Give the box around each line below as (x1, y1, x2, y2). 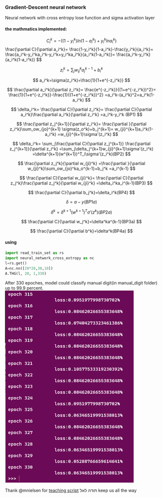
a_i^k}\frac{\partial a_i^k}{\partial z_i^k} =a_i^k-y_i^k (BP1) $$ (20, 112, 143, 117)
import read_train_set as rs (5, 250, 64, 256)
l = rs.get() (5, 261, 27, 266)
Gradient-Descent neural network (5, 4, 86, 11)
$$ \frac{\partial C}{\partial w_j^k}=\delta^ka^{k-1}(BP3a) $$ (21, 219, 142, 225)
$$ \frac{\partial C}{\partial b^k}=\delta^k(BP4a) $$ (30, 228, 133, 234)
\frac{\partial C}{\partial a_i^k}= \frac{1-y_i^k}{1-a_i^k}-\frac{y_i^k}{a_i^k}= (5, 46, 154, 52)
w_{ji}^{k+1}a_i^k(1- (114, 126, 154, 132)
